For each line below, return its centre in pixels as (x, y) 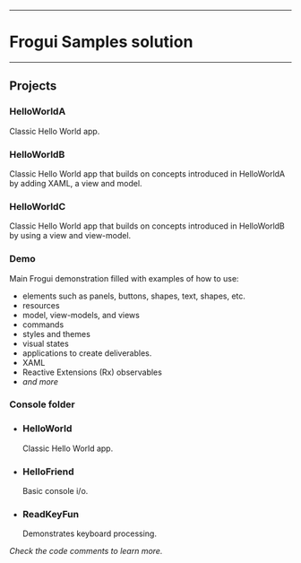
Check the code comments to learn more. (86, 551)
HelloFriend (48, 472)
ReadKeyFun (50, 514)
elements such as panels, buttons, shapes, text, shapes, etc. (134, 296)
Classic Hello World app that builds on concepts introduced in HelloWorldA (147, 173)
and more (40, 381)
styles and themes (56, 333)
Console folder (42, 404)
